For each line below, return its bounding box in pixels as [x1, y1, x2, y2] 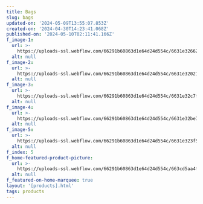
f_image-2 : [6, 59, 34, 65]
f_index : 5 [6, 149, 34, 155]
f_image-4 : [6, 104, 34, 110]
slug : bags [6, 14, 34, 21]
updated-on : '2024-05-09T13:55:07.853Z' [6, 20, 110, 26]
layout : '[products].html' [6, 183, 74, 189]
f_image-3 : [6, 82, 34, 88]
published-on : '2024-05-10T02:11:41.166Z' [6, 31, 115, 37]
